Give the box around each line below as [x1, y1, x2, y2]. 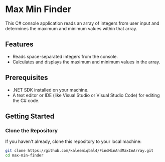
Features [5, 40, 34, 49]
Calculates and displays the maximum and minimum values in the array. [12, 59, 160, 65]
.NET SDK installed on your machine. [12, 87, 89, 93]
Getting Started [5, 112, 55, 120]
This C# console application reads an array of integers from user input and [5, 20, 159, 26]
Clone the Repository [5, 127, 58, 134]
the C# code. [12, 97, 40, 104]
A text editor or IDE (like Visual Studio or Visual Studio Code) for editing [12, 92, 160, 98]
